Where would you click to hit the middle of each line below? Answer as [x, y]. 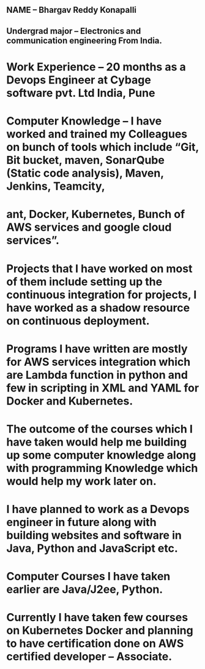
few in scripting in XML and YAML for [103, 388]
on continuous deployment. [78, 321]
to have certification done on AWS [95, 644]
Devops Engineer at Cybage [79, 80]
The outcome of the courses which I [99, 429]
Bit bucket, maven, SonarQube [86, 160]
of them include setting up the [84, 281]
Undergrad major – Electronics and [74, 31]
